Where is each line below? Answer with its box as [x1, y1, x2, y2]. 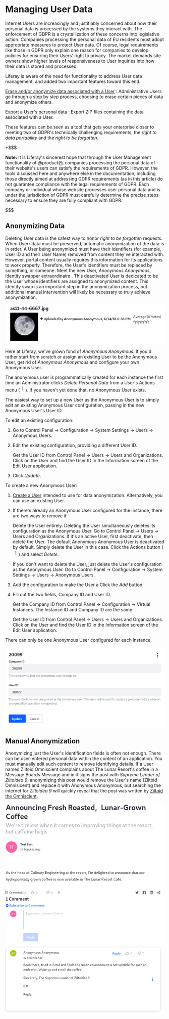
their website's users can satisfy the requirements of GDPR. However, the [5, 165, 158, 171]
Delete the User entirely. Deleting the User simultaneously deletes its [12, 522, 155, 529]
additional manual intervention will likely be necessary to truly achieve [5, 289, 151, 295]
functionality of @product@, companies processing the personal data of [5, 159, 155, 165]
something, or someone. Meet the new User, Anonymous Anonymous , [5, 267, 151, 274]
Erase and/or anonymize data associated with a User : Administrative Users [5, 88, 162, 94]
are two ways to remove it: [12, 513, 68, 519]
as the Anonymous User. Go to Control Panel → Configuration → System [12, 566, 163, 572]
